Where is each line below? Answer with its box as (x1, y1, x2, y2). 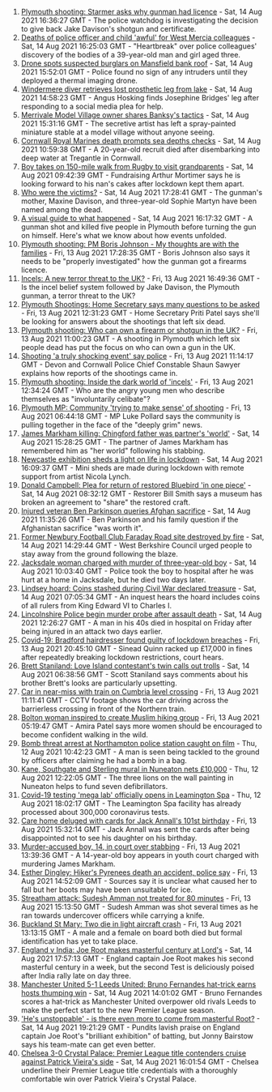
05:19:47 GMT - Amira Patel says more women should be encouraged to (20, 721, 262, 731)
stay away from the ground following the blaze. (20, 549, 179, 558)
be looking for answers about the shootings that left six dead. (20, 317, 226, 326)
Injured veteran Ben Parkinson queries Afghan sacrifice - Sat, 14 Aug (20, 506, 251, 515)
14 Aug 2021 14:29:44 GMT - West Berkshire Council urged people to (20, 540, 253, 550)
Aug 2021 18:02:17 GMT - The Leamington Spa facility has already (20, 799, 242, 808)
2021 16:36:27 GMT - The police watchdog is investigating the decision (20, 15, 258, 25)
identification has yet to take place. (20, 936, 138, 946)
